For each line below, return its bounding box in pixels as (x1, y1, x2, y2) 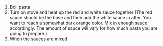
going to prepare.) (9, 31, 47, 36)
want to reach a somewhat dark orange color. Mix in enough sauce (9, 20, 148, 26)
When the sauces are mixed (9, 36, 67, 42)
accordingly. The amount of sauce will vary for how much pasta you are (9, 25, 158, 31)
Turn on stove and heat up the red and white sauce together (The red (9, 9, 153, 15)
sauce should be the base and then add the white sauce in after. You (9, 15, 151, 20)
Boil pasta (9, 4, 31, 10)
